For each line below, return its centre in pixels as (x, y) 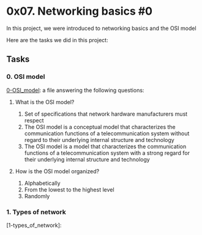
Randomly (37, 196)
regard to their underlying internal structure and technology (99, 140)
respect (34, 120)
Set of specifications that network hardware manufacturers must (106, 114)
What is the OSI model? (45, 102)
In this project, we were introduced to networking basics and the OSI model (102, 28)
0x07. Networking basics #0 (80, 11)
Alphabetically (42, 183)
